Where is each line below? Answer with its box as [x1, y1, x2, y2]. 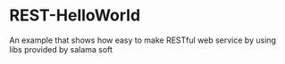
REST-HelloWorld [9, 5, 141, 26]
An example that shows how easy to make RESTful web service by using [9, 35, 277, 45]
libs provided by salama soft [9, 44, 113, 54]
